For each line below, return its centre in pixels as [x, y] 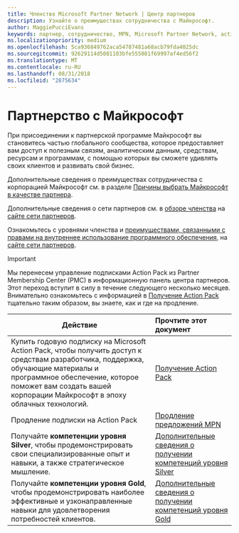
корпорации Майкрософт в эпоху [69, 395]
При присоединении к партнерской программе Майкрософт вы [105, 136]
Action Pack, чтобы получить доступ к [76, 350]
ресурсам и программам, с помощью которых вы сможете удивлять [113, 158]
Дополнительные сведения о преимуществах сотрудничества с [105, 180]
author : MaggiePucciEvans [46, 27]
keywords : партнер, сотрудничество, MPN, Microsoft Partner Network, [113, 34]
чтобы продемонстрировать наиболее [78, 492]
